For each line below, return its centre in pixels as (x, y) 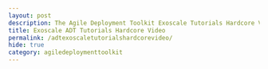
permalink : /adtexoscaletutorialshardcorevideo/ (91, 38)
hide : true (26, 45)
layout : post (30, 15)
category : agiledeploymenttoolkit (66, 52)
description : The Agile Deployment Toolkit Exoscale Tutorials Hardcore (132, 23)
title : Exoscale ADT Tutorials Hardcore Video (87, 30)
